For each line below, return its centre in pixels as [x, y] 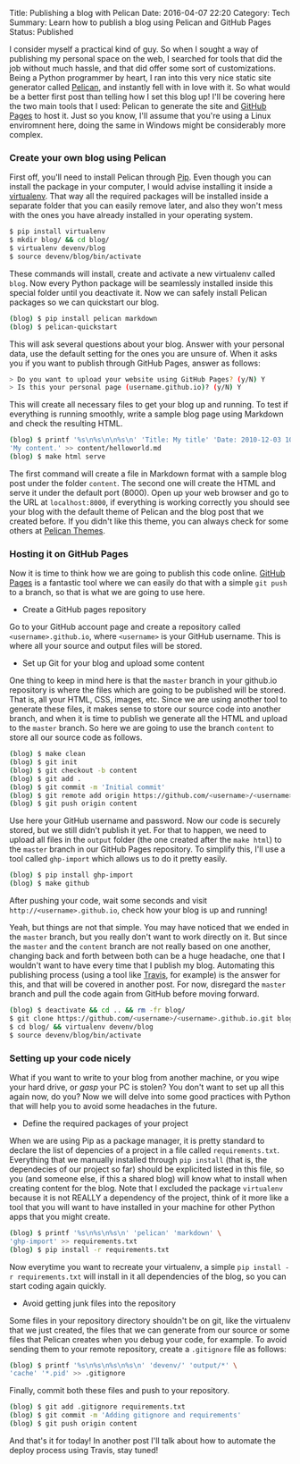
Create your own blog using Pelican [88, 157]
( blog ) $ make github [50, 884]
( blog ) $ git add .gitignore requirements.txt [97, 1407]
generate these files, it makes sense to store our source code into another [145, 709]
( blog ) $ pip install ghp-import [71, 875]
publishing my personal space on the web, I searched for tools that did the [146, 59]
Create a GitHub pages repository [84, 610]
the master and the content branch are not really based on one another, [140, 947]
